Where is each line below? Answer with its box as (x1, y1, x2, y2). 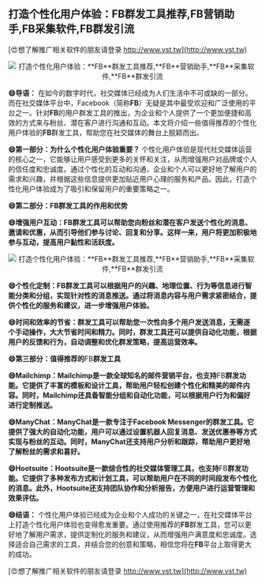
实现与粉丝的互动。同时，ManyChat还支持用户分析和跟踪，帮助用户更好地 (8, 437, 251, 446)
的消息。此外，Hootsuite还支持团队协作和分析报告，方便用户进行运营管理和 (8, 483, 256, 492)
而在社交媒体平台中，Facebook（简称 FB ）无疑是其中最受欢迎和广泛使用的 (8, 98, 250, 107)
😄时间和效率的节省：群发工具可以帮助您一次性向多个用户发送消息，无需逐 (8, 317, 251, 326)
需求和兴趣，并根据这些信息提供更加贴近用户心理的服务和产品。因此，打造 (8, 174, 250, 183)
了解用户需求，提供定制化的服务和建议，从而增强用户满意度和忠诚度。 (21, 529, 250, 539)
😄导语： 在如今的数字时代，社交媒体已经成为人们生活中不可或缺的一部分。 (8, 88, 252, 97)
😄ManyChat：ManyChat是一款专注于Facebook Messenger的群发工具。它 (8, 417, 255, 427)
